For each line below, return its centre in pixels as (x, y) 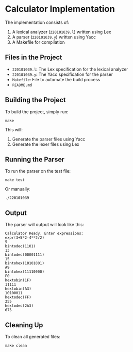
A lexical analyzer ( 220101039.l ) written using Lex (62, 32)
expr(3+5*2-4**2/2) (25, 238)
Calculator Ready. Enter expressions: (44, 234)
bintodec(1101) (20, 246)
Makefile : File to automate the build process (56, 79)
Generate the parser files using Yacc (49, 139)
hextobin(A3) (18, 289)
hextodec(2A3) (19, 306)
